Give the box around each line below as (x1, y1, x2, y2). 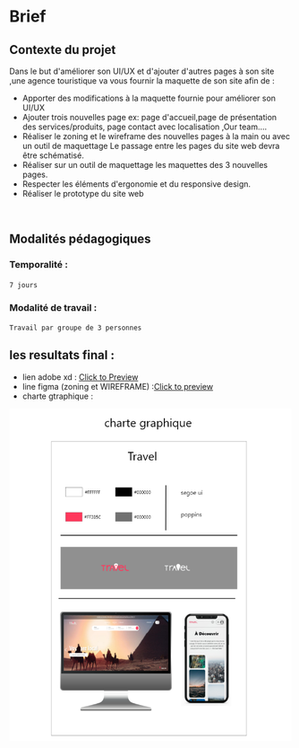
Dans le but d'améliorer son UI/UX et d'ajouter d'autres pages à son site (9, 66, 275, 76)
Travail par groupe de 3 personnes (9, 323, 142, 332)
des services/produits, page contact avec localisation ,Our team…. (21, 121, 268, 132)
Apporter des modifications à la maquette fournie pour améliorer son (21, 92, 276, 103)
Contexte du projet (9, 42, 116, 57)
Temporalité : (9, 259, 69, 271)
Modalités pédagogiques (9, 232, 151, 247)
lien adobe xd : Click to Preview (21, 371, 139, 383)
